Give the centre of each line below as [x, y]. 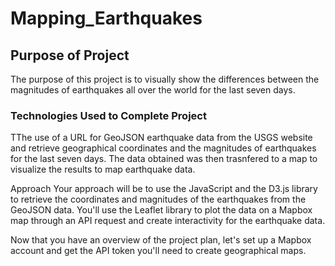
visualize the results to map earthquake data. [103, 169]
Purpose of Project [70, 55]
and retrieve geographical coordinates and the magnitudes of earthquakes [163, 148]
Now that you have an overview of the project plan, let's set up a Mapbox [161, 240]
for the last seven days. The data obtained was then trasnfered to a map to [164, 159]
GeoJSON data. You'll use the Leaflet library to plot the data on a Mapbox [161, 210]
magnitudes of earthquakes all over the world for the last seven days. [153, 90]
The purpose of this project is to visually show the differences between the [165, 79]
